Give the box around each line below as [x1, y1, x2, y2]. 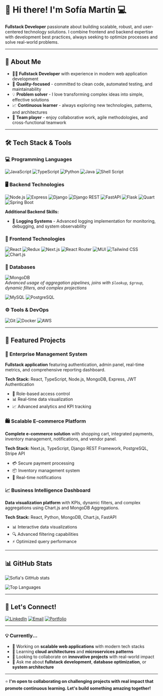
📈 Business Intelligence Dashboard [5, 487, 91, 494]
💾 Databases [5, 264, 35, 270]
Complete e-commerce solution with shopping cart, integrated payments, [5, 431, 154, 436]
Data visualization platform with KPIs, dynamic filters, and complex [5, 499, 141, 505]
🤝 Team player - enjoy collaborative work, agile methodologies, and [12, 114, 148, 120]
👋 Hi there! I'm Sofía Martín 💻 [5, 4, 127, 16]
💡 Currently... [5, 632, 38, 639]
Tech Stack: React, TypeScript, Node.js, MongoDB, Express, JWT [5, 376, 137, 382]
